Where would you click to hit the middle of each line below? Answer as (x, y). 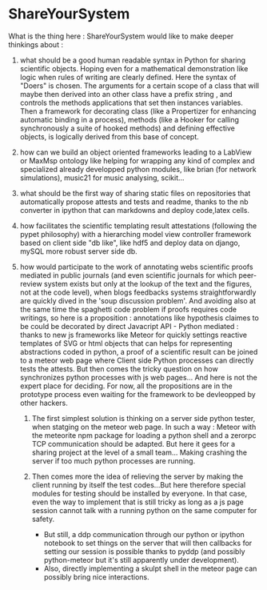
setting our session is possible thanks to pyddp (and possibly (144, 551)
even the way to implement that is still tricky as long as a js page (137, 502)
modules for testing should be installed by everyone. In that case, (139, 493)
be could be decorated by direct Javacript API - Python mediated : (129, 326)
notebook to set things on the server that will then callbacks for (148, 543)
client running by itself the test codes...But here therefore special (139, 484)
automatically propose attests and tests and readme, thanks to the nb (134, 202)
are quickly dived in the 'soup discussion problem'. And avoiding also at (138, 300)
